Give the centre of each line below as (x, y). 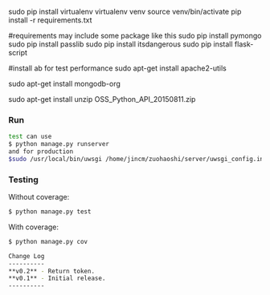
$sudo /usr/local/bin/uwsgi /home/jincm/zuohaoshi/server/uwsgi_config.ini (138, 159)
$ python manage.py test (50, 212)
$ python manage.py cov (48, 241)
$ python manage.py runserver (59, 144)
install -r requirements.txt (50, 20)
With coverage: (33, 227)
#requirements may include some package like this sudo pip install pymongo (135, 36)
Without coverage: (39, 197)
